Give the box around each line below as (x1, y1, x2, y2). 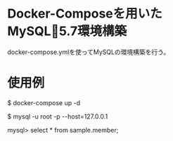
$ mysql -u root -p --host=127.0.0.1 (7, 112, 108, 121)
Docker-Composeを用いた (7, 6, 163, 22)
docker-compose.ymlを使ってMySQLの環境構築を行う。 (7, 48, 170, 56)
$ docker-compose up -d (7, 98, 81, 107)
